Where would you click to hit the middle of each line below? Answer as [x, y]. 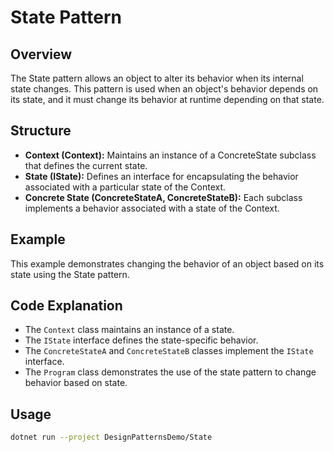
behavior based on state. [76, 383]
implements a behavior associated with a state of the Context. [152, 208]
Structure [41, 131]
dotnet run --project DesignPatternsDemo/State [111, 437]
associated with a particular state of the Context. [125, 187]
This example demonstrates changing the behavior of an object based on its [167, 263]
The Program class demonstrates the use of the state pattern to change [170, 372]
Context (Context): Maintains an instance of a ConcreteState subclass [170, 155]
